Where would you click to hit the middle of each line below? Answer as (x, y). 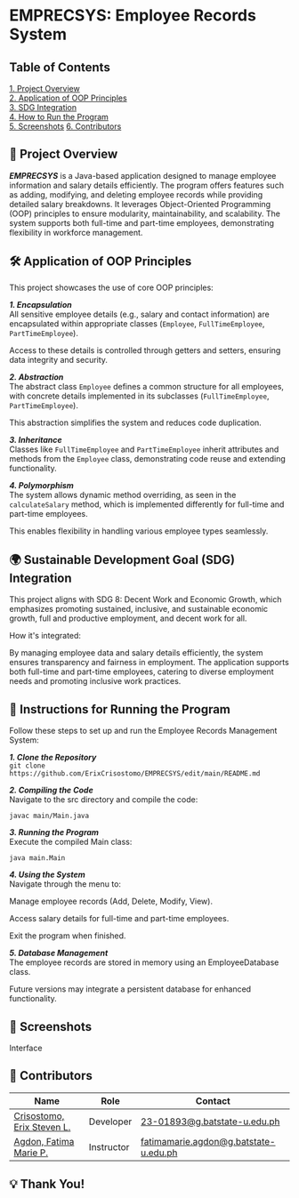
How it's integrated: (45, 636)
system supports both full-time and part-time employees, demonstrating (141, 222)
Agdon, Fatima (44, 1141)
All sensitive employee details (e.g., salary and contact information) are (139, 314)
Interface (26, 1048)
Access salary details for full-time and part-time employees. (119, 919)
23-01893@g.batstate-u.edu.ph (210, 1122)
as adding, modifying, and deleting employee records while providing (136, 194)
